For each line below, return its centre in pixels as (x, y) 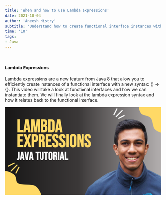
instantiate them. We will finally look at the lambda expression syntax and (80, 95)
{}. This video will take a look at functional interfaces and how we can (76, 90)
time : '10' (16, 32)
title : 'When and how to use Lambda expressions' (57, 10)
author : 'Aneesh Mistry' (31, 21)
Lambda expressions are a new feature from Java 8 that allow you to (75, 79)
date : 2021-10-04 (23, 16)
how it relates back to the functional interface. (52, 100)
